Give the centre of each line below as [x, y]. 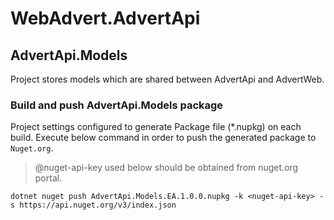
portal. [48, 178]
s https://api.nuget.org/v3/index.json [93, 205]
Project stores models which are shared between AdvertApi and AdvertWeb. [167, 79]
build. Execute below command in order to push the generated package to [163, 138]
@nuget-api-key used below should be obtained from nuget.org [166, 168]
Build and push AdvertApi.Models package [117, 105]
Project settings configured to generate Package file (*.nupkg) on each [156, 127]
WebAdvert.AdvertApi [105, 18]
